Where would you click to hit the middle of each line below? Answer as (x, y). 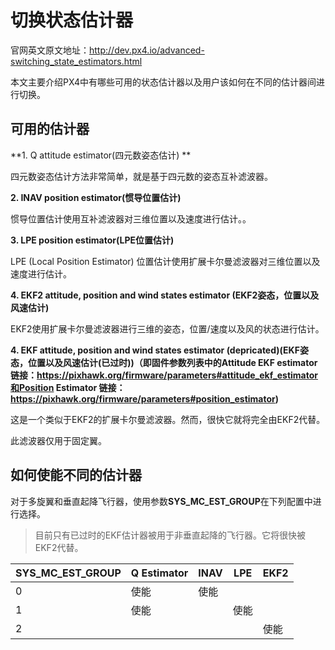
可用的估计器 (50, 129)
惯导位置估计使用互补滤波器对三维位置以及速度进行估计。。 (131, 218)
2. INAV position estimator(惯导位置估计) (96, 197)
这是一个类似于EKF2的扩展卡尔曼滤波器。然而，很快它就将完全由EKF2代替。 (168, 419)
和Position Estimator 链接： (68, 387)
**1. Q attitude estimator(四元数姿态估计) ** (101, 155)
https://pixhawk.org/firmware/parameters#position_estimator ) (145, 398)
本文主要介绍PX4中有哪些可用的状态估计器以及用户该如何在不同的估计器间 (163, 82)
